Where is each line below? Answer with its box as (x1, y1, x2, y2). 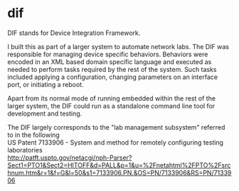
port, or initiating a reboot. (7, 80, 84, 88)
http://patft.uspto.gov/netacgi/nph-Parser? (7, 153, 132, 162)
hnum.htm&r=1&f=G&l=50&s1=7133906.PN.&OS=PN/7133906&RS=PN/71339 (7, 168, 232, 177)
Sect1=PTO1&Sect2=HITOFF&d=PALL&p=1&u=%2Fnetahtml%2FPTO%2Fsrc (7, 160, 231, 169)
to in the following (7, 130, 60, 139)
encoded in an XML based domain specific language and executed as (7, 57, 212, 66)
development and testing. (7, 109, 83, 118)
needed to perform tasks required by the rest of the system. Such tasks (7, 65, 217, 73)
